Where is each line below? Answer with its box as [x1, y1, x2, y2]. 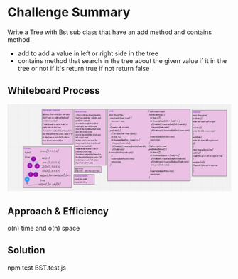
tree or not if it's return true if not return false [17, 64, 150, 72]
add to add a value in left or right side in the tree [17, 49, 158, 58]
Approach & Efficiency [7, 205, 109, 217]
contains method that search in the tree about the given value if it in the [17, 56, 227, 65]
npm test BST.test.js [7, 263, 66, 272]
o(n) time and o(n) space [7, 224, 80, 232]
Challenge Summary [7, 4, 131, 21]
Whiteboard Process [7, 84, 101, 97]
